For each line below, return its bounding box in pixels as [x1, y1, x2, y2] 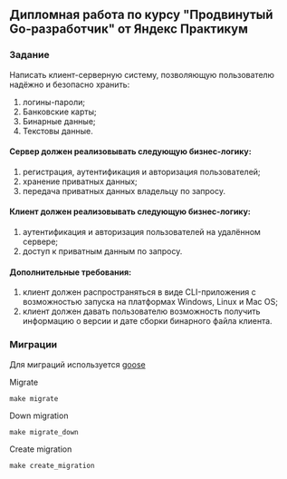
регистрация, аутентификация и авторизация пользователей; [22, 166, 261, 177]
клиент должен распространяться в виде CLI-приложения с [22, 287, 256, 298]
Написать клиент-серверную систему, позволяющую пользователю [9, 69, 274, 80]
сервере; [22, 236, 59, 248]
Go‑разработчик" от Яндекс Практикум [9, 22, 249, 37]
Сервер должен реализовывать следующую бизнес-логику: [9, 146, 252, 157]
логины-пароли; [22, 96, 86, 107]
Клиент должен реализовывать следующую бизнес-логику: [9, 206, 251, 217]
